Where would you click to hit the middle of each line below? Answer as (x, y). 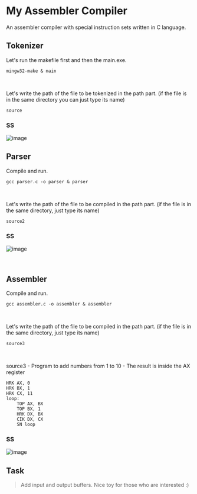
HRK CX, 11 (19, 393)
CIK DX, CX (30, 419)
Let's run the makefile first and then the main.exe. (66, 60)
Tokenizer (25, 46)
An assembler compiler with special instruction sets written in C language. (96, 27)
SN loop (26, 424)
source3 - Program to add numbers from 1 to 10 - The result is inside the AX (98, 366)
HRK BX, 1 (18, 388)
